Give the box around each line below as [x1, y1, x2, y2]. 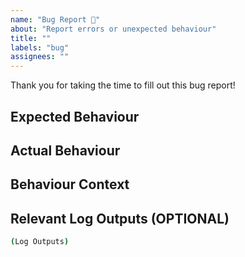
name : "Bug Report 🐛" [10, 14, 101, 25]
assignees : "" [10, 52, 70, 62]
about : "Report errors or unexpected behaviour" [10, 24, 217, 34]
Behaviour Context [10, 176, 130, 193]
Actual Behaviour [10, 142, 121, 159]
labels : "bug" [10, 42, 70, 53]
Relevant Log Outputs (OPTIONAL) [10, 210, 230, 227]
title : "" [10, 33, 52, 43]
